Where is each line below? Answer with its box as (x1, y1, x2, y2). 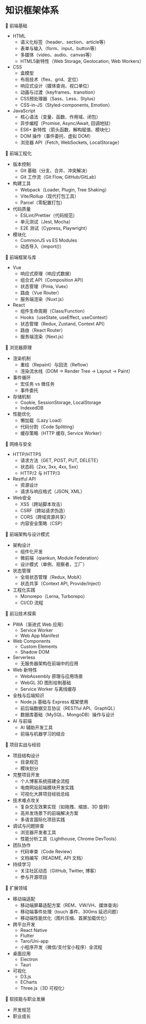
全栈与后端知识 (12, 692, 44, 699)
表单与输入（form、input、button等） (20, 45, 99, 51)
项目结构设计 (12, 752, 40, 758)
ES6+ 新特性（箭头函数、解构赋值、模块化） (20, 126, 113, 133)
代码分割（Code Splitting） (20, 423, 77, 430)
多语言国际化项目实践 (20, 816, 65, 822)
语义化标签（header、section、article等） (20, 39, 108, 45)
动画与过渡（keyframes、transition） (20, 89, 98, 95)
